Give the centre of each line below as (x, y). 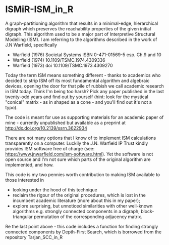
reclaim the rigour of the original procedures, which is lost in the (79, 195)
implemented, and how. (30, 165)
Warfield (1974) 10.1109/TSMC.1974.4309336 (59, 60)
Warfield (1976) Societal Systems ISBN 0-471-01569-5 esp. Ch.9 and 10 (87, 55)
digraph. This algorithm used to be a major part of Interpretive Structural (80, 34)
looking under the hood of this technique (55, 190)
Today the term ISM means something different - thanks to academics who (83, 75)
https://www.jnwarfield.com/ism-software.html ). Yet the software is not (79, 154)
